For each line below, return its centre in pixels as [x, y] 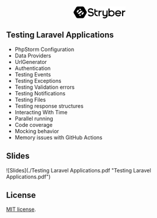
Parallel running [34, 118]
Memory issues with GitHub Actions [58, 137]
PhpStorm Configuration [44, 49]
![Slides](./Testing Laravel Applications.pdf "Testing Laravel [78, 170]
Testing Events [33, 74]
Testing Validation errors [45, 87]
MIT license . [21, 209]
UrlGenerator [31, 62]
